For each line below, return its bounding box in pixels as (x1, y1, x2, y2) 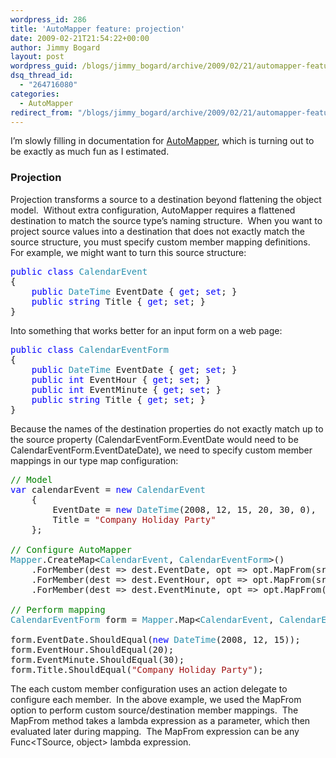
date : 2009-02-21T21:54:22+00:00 (10, 33, 150, 43)
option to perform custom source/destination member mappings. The (10, 704, 299, 716)
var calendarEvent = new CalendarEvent (10, 484, 206, 495)
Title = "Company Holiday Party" (52, 514, 217, 525)
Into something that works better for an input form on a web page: (10, 324, 283, 336)
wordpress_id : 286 (10, 14, 87, 25)
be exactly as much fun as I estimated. (10, 146, 170, 158)
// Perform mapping (10, 604, 106, 615)
